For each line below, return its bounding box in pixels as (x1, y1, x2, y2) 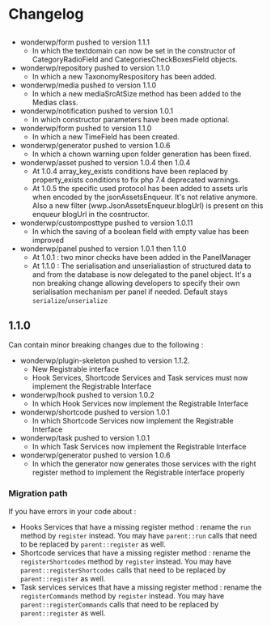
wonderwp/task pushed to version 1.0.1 (19, 433, 150, 443)
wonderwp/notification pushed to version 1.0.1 (19, 106, 174, 116)
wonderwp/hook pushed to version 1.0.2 (19, 390, 155, 400)
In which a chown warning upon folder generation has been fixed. (32, 149, 252, 159)
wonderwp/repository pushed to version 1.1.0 (19, 62, 171, 73)
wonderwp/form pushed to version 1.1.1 (19, 37, 150, 47)
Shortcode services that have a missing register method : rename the (19, 547, 251, 557)
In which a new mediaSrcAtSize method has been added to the (32, 88, 242, 98)
